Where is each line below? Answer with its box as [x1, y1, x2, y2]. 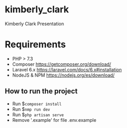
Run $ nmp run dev [12, 106, 51, 112]
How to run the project [5, 87, 78, 96]
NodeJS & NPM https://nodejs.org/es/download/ [12, 72, 115, 78]
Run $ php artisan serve [12, 112, 64, 118]
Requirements [5, 39, 66, 50]
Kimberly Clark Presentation [5, 21, 65, 27]
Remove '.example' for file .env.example [12, 117, 97, 123]
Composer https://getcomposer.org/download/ [12, 61, 111, 67]
